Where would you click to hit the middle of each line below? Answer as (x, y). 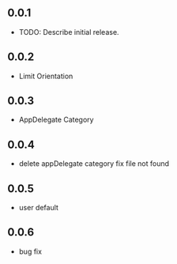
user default (38, 208)
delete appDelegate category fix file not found (94, 164)
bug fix (30, 251)
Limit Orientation (46, 76)
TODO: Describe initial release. (69, 32)
